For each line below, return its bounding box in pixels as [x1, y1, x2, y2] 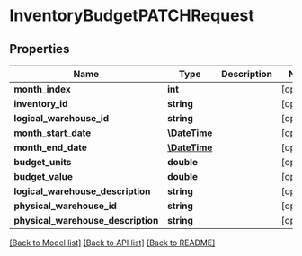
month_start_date [13, 127, 92, 139]
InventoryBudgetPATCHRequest [9, 5, 254, 26]
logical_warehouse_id [13, 112, 110, 124]
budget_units [13, 156, 72, 168]
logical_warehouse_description [13, 185, 151, 198]
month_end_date [13, 141, 87, 154]
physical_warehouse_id [13, 199, 117, 212]
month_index [13, 83, 71, 95]
